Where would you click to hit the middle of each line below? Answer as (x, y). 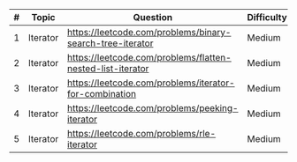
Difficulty (267, 17)
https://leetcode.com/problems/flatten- (149, 58)
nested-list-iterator (108, 68)
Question (153, 17)
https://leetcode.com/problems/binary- (149, 32)
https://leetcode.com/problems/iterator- (152, 83)
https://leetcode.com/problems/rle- (142, 133)
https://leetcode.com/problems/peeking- (153, 108)
